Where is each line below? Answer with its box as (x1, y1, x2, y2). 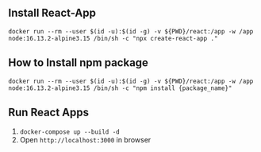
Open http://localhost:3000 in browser (19, 135, 152, 145)
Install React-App (8, 6, 97, 20)
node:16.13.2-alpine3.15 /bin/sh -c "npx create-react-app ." (8, 34, 218, 42)
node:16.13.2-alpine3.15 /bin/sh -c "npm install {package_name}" (8, 84, 232, 92)
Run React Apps (8, 106, 90, 119)
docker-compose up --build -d (19, 128, 121, 136)
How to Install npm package (8, 56, 149, 70)
